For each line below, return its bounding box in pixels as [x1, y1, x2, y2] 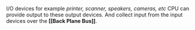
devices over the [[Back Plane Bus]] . [6, 18, 97, 24]
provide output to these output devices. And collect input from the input [6, 11, 183, 18]
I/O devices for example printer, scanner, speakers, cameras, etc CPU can [6, 5, 190, 12]
